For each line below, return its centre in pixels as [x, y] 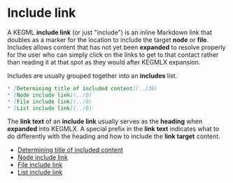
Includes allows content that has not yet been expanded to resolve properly [116, 47]
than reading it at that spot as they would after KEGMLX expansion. [104, 62]
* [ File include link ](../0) [50, 102]
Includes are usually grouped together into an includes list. [92, 76]
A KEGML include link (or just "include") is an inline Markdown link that [110, 32]
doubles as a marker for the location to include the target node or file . [108, 39]
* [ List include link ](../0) [50, 108]
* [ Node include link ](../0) [50, 95]
